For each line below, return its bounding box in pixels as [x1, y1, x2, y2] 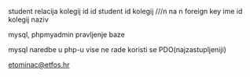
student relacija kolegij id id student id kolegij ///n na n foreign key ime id [8, 7, 243, 16]
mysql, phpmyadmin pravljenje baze [8, 30, 126, 39]
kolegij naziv [8, 15, 49, 24]
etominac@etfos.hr [8, 60, 70, 69]
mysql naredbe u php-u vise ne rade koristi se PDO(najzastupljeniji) [8, 45, 226, 54]
